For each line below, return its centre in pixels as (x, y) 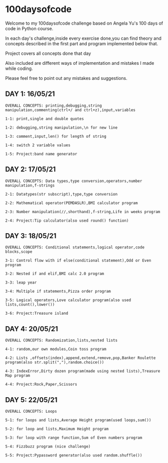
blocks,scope (19, 252)
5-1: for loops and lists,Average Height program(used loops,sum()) (78, 420)
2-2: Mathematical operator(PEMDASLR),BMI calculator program (71, 203)
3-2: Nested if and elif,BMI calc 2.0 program (55, 274)
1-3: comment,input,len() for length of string (56, 136)
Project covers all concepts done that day (48, 53)
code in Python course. (29, 28)
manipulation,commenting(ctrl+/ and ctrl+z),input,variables (70, 110)
